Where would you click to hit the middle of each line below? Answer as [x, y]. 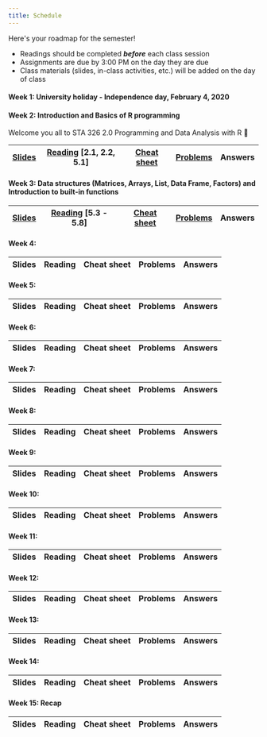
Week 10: [24, 494]
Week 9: [22, 453]
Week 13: [24, 619]
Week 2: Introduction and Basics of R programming [94, 115]
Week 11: [23, 536]
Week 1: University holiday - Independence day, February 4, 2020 [119, 97]
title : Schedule [35, 15]
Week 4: [23, 244]
